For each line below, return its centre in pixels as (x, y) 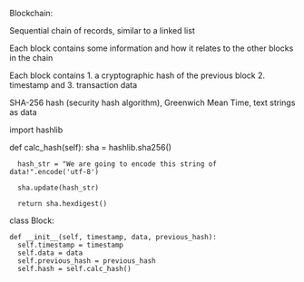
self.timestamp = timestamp (71, 245)
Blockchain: (31, 13)
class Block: (32, 220)
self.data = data (50, 253)
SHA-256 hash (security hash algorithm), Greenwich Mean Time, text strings (152, 102)
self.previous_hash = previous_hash (87, 261)
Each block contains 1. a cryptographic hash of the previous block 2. (137, 75)
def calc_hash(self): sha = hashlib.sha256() (91, 147)
